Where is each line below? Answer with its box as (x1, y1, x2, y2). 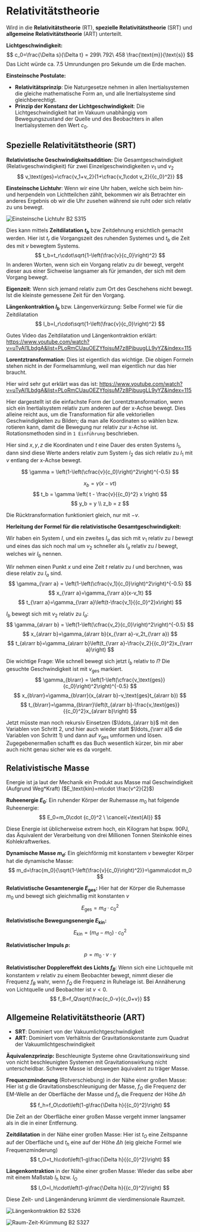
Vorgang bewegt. (6, 273, 49, 281)
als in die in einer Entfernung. (6, 1119, 78, 1126)
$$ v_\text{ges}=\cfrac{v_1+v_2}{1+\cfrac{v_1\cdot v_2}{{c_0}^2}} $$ (17, 173, 183, 180)
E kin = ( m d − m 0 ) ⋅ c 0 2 (73, 927, 127, 937)
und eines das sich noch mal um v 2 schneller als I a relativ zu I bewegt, (6, 542, 179, 551)
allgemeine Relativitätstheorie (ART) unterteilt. (6, 30, 123, 37)
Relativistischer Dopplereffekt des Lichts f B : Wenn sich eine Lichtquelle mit (6, 964, 193, 973)
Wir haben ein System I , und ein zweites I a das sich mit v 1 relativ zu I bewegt (6, 535, 193, 543)
